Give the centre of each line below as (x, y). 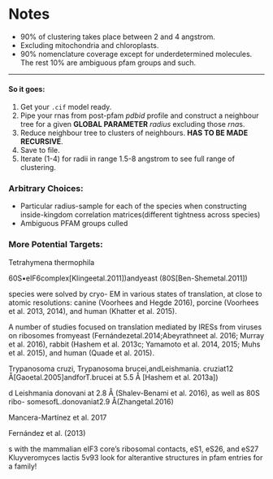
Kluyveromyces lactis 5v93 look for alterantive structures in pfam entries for (136, 457)
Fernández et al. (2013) (47, 433)
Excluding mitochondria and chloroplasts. (89, 45)
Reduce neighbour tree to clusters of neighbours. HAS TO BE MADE (134, 133)
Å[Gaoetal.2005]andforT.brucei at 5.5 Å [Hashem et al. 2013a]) (113, 377)
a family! (23, 466)
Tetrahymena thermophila (52, 262)
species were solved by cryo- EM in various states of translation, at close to (135, 294)
